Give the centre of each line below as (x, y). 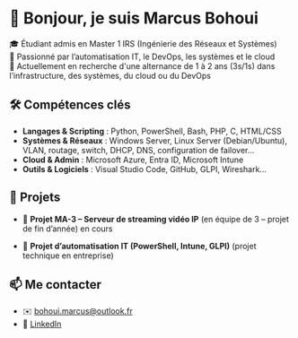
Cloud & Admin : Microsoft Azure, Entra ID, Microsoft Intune (133, 160)
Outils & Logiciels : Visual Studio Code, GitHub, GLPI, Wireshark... (145, 169)
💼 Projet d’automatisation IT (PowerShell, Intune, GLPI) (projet (139, 246)
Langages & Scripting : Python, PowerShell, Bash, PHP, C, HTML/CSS (152, 131)
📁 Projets (35, 198)
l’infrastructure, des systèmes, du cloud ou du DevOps (110, 75)
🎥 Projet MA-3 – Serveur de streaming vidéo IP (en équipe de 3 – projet (156, 219)
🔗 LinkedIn (42, 324)
